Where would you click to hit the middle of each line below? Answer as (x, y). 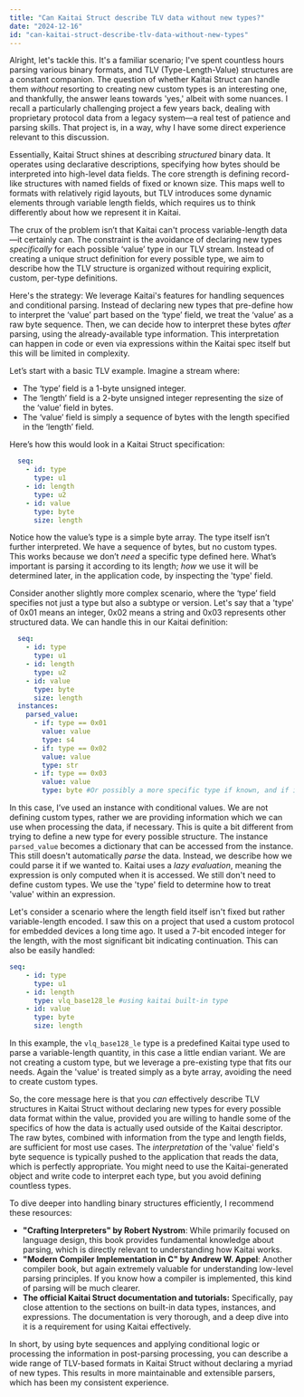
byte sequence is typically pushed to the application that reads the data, (144, 1157)
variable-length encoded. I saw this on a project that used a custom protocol (152, 921)
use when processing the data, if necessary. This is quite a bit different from (152, 827)
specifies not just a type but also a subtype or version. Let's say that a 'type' (152, 603)
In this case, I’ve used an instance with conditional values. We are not (139, 808)
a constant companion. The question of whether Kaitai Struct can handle (145, 80)
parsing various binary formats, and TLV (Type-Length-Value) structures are (152, 70)
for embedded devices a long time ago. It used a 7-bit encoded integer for (148, 931)
